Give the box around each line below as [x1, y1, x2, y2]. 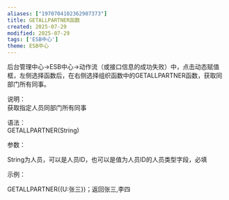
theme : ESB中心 [7, 43, 49, 49]
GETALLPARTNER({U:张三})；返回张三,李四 [7, 185, 131, 193]
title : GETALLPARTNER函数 [7, 17, 80, 24]
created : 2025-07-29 [7, 23, 68, 30]
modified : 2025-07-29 [7, 29, 70, 37]
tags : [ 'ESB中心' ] [7, 36, 58, 43]
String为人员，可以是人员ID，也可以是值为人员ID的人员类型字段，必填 [7, 155, 207, 164]
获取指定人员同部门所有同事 [7, 104, 87, 111]
